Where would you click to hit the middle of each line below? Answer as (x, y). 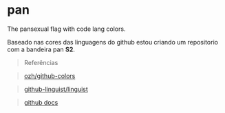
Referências (41, 62)
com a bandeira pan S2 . (41, 49)
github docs (41, 102)
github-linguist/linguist (56, 89)
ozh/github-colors (50, 76)
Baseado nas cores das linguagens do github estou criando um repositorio (113, 42)
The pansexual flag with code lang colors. (66, 29)
